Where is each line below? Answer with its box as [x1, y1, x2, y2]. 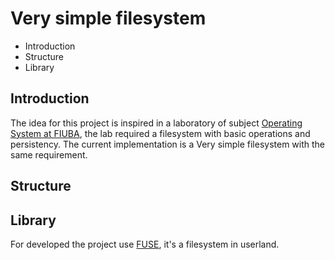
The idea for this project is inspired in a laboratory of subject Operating [10, 117, 303, 129]
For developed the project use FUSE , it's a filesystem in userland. [10, 238, 280, 250]
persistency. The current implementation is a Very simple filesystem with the [10, 138, 326, 150]
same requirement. [10, 148, 88, 161]
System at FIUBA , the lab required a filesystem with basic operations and [10, 127, 311, 139]
